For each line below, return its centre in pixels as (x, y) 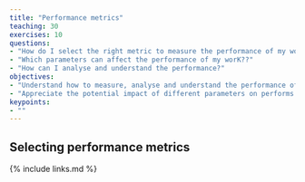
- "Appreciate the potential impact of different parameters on (133, 93)
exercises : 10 (36, 34)
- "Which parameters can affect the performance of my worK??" (132, 60)
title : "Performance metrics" (67, 18)
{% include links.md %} (54, 169)
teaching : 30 (34, 26)
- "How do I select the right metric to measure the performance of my (148, 52)
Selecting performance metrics (100, 147)
